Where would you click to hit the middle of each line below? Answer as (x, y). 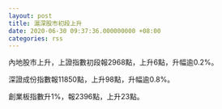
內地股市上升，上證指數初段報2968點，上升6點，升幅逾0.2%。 (113, 62)
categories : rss (36, 38)
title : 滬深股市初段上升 (45, 23)
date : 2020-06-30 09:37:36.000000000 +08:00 (85, 31)
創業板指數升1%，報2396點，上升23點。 (76, 97)
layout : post (30, 16)
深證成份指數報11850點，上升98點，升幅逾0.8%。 (92, 80)
